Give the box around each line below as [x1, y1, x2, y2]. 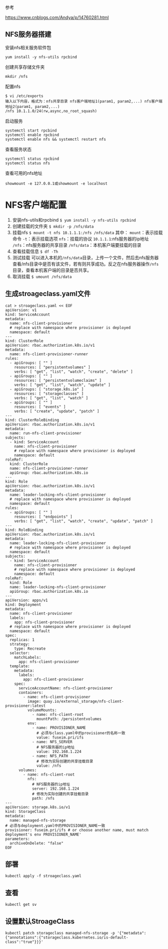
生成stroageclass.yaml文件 [5, 289, 91, 298]
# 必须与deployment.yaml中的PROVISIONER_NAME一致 [5, 823, 105, 828]
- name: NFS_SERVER [31, 739, 72, 745]
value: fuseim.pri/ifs [36, 735, 84, 740]
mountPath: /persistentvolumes [36, 716, 101, 721]
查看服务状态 [5, 146, 31, 152]
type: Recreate [14, 646, 46, 651]
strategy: [9, 642, 30, 647]
